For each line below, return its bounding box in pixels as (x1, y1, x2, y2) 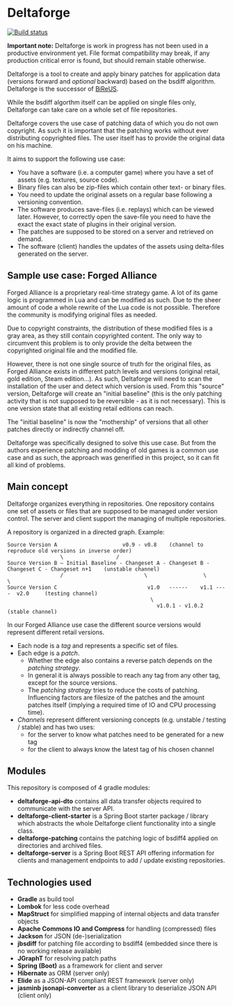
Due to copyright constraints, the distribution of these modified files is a (7, 324, 214, 332)
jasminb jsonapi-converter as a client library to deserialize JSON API (17, 984, 217, 992)
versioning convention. (17, 197, 83, 206)
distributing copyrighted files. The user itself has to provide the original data (7, 134, 225, 142)
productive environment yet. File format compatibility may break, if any (7, 49, 210, 57)
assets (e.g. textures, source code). (17, 176, 120, 184)
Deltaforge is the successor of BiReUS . (7, 84, 119, 93)
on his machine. (7, 141, 53, 149)
